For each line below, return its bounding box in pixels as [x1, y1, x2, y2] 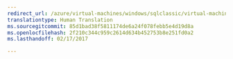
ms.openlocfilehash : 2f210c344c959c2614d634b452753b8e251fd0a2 [7, 29, 194, 36]
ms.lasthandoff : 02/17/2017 [7, 36, 89, 43]
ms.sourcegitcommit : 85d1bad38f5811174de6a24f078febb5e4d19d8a [7, 23, 194, 29]
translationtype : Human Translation [7, 16, 113, 23]
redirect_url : [7, 10, 49, 17]
